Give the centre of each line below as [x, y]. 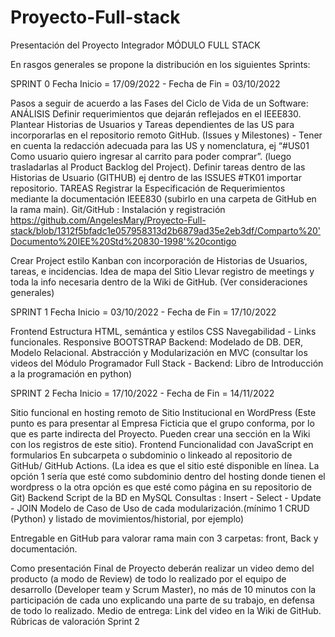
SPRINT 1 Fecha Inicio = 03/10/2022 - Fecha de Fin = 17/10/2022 [143, 312]
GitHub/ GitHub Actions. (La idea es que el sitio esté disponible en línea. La [165, 465]
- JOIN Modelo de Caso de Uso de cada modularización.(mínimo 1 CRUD [160, 508]
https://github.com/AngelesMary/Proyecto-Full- [108, 220]
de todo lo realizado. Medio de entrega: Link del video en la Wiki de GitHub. [166, 610]
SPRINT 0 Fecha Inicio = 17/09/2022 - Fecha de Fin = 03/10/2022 [145, 83]
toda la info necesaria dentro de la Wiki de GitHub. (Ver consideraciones [159, 282]
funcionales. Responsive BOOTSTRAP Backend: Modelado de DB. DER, [157, 342]
